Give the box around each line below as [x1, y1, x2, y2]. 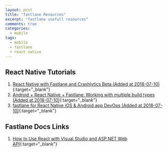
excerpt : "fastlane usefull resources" [5, 17, 89, 22]
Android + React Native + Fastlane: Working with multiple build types [12, 92, 155, 98]
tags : [5, 36, 17, 41]
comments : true [5, 21, 37, 27]
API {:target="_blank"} [12, 141, 58, 147]
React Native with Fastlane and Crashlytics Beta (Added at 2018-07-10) [12, 81, 160, 87]
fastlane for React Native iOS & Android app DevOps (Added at [12, 102, 142, 108]
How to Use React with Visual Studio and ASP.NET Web [12, 136, 128, 142]
